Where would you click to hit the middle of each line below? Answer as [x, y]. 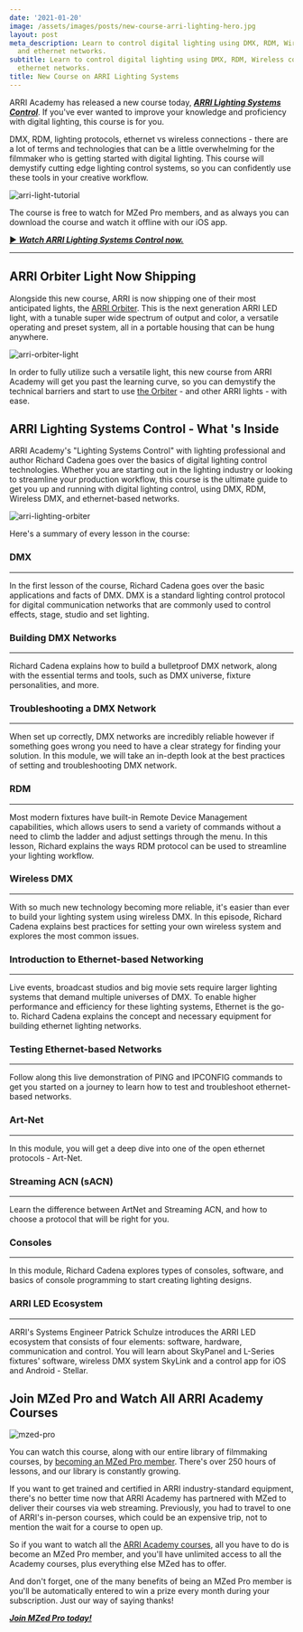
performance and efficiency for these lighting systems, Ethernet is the [139, 1007]
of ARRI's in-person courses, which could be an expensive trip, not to [138, 1518]
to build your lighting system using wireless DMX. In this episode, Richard [146, 916]
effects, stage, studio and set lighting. [79, 614]
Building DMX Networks [63, 637]
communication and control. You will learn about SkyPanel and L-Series [142, 1351]
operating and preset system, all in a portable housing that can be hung [142, 327]
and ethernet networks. [62, 52]
